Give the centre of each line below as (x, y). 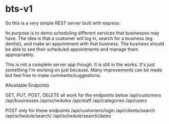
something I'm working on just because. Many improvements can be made (84, 70)
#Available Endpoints (27, 85)
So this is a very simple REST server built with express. (63, 23)
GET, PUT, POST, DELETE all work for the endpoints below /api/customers (83, 95)
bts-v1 (19, 9)
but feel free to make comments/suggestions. (53, 75)
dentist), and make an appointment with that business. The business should (85, 43)
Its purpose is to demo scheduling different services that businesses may (82, 33)
